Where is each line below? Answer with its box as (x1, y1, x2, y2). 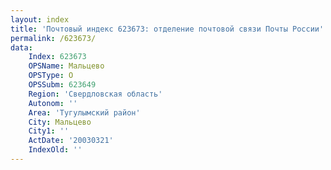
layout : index (10, 14, 70, 25)
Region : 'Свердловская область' (28, 89, 163, 99)
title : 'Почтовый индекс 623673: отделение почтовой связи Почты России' (10, 24, 325, 34)
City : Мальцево (28, 117, 92, 127)
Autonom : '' (28, 98, 78, 108)
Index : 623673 (28, 52, 87, 62)
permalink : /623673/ (10, 33, 97, 43)
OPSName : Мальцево (28, 61, 105, 71)
